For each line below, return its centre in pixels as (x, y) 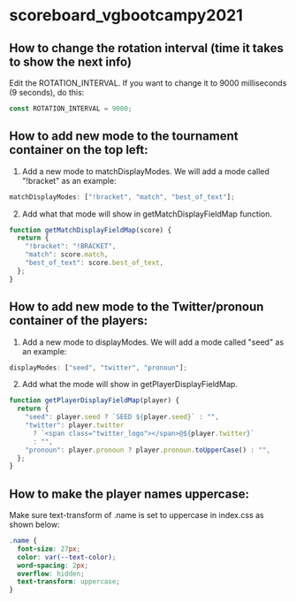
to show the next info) (71, 61)
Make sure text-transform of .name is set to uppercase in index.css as (137, 515)
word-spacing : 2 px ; (53, 565)
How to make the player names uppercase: (129, 494)
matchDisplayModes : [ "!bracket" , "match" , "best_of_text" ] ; (122, 197)
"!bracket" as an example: (69, 180)
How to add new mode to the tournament (124, 137)
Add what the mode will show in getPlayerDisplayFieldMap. (130, 385)
